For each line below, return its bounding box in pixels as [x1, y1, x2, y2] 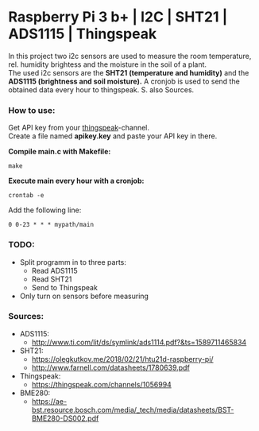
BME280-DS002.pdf [31, 414, 99, 423]
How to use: [8, 104, 56, 115]
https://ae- [31, 396, 68, 406]
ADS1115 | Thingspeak [8, 25, 157, 43]
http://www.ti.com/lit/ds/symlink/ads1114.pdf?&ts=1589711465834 [31, 337, 247, 347]
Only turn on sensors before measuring [19, 291, 149, 301]
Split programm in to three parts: [19, 257, 127, 266]
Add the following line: [8, 205, 82, 215]
